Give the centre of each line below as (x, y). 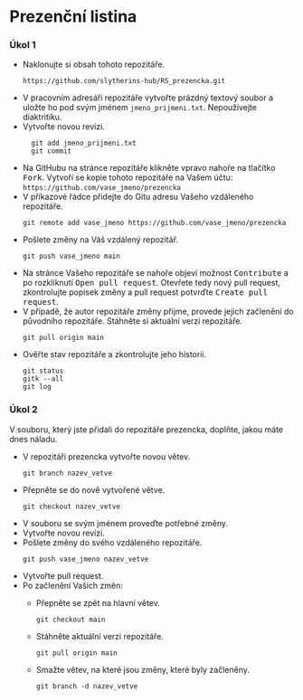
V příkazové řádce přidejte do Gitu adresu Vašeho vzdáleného (138, 197)
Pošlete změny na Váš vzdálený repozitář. (100, 240)
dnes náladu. (33, 439)
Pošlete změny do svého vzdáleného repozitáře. (112, 542)
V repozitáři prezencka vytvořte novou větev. (106, 456)
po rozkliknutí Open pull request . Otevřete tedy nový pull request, (151, 283)
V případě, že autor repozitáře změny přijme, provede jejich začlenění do (158, 312)
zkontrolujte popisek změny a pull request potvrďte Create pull (145, 292)
